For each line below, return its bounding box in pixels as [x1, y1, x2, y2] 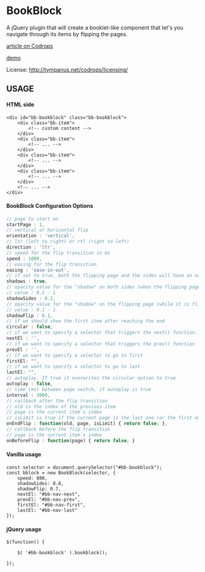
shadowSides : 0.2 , [6, 295, 56, 302]
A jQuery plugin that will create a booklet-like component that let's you [6, 24, 184, 31]
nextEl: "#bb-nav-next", [17, 491, 81, 497]
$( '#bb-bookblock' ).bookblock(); [17, 550, 108, 556]
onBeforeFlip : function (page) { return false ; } [6, 437, 135, 444]
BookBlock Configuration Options [6, 202, 93, 210]
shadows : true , [6, 278, 48, 284]
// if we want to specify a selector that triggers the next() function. [6, 330, 198, 336]
